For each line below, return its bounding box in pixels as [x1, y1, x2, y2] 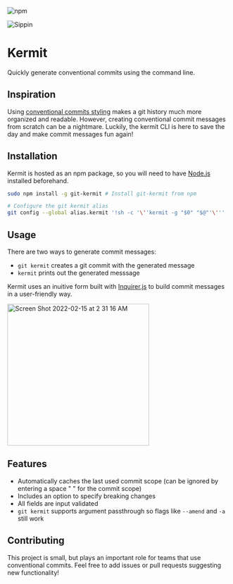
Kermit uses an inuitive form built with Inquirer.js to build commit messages [7, 282, 225, 290]
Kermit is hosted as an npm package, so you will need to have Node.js [7, 169, 211, 178]
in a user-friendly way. [7, 290, 73, 298]
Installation [7, 150, 58, 162]
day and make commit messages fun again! [7, 130, 134, 138]
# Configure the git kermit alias [7, 203, 109, 210]
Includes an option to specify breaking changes [17, 492, 156, 500]
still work [17, 514, 44, 523]
